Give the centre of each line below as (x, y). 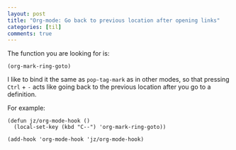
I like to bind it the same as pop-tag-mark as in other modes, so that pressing (118, 80)
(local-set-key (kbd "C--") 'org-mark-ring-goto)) (90, 127)
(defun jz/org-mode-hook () (49, 121)
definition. (22, 94)
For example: (27, 108)
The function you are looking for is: (58, 54)
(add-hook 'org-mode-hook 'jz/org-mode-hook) (75, 139)
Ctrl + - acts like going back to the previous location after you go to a (109, 87)
